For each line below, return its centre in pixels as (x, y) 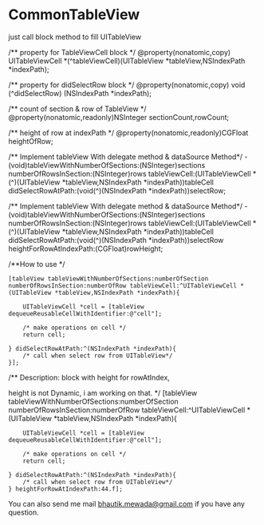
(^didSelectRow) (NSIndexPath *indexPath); (80, 93)
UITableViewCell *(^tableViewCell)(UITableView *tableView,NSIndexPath (127, 61)
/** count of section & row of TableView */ (77, 109)
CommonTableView (74, 15)
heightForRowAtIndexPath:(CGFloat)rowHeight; (86, 249)
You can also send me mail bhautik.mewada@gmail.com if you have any (127, 503)
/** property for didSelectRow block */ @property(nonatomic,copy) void (127, 85)
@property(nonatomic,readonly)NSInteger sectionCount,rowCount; (119, 117)
